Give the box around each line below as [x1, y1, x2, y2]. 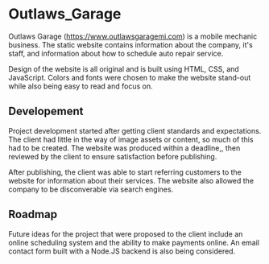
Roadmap [8, 208, 58, 221]
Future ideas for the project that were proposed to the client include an [8, 229, 243, 238]
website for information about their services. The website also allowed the [8, 175, 255, 185]
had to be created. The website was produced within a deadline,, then [8, 142, 241, 153]
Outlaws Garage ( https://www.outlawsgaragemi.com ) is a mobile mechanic [8, 31, 258, 41]
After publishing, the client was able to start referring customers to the [8, 167, 242, 177]
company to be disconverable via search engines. [8, 184, 174, 194]
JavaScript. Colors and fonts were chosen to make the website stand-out [8, 72, 251, 82]
